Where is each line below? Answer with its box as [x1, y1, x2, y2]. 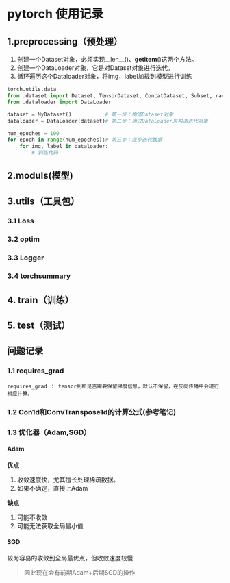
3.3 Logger [7, 253, 44, 262]
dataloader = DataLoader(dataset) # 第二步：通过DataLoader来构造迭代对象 [7, 117, 209, 124]
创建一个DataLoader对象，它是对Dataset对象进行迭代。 [16, 64, 175, 72]
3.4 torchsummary [7, 271, 71, 281]
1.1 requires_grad [7, 366, 64, 375]
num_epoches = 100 [7, 130, 60, 137]
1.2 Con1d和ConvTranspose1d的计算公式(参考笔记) [7, 407, 177, 417]
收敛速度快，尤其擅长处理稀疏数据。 [16, 475, 120, 484]
